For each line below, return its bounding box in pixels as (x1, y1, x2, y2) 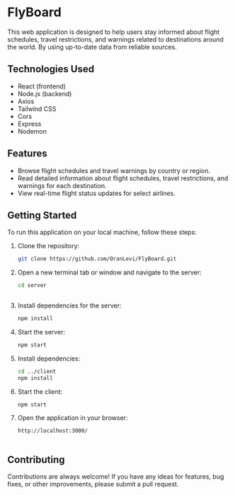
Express (17, 120, 42, 128)
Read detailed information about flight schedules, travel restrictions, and (17, 174, 229, 182)
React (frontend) (17, 82, 66, 91)
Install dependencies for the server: (17, 301, 122, 310)
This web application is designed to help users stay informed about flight (7, 28, 220, 36)
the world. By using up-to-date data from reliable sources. (7, 42, 177, 51)
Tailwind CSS (17, 104, 57, 113)
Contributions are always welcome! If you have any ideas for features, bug (7, 472, 224, 481)
